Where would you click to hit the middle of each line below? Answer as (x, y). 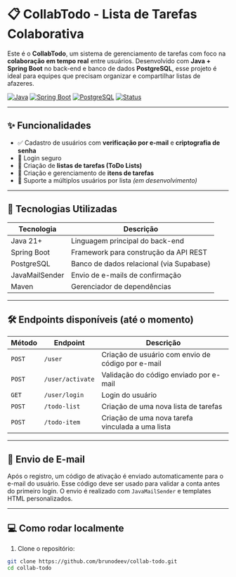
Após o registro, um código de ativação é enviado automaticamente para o (115, 476)
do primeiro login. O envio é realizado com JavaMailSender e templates (110, 491)
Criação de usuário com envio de (156, 355)
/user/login (64, 395)
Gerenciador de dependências (121, 286)
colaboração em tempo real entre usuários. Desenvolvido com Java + (109, 60)
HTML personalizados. (40, 499)
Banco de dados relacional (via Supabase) (141, 264)
